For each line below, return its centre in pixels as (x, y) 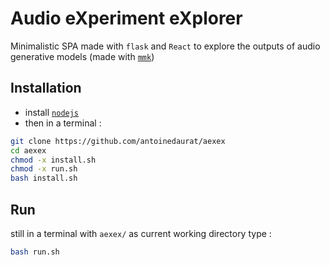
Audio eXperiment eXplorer (126, 18)
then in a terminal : (63, 123)
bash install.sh (44, 178)
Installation (46, 88)
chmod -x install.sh (53, 160)
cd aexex (28, 150)
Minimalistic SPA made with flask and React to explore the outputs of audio (165, 46)
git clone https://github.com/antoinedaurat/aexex (118, 141)
